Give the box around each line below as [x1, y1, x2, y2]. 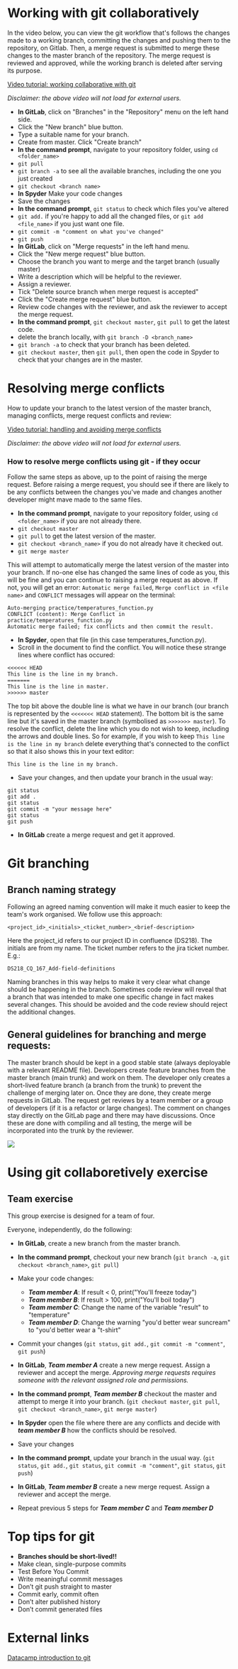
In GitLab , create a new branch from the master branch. [17, 1238, 181, 1248]
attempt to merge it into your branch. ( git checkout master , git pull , [17, 1397, 220, 1405]
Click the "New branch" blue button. [17, 122, 124, 131]
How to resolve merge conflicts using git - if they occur [7, 456, 200, 466]
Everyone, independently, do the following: [7, 1225, 132, 1233]
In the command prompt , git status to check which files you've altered [17, 204, 229, 212]
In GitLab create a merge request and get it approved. [17, 831, 176, 839]
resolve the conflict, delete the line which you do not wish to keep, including [7, 725, 229, 733]
